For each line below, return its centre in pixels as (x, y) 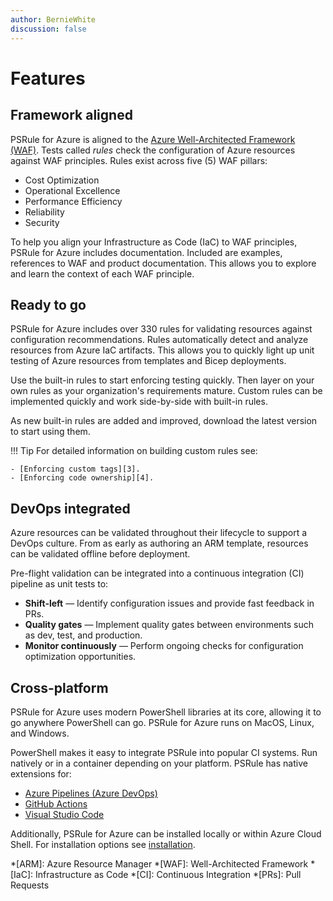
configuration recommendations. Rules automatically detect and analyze (159, 340)
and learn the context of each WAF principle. (102, 273)
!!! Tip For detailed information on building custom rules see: (134, 451)
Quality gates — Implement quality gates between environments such (169, 625)
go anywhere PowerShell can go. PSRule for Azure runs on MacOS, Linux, (162, 722)
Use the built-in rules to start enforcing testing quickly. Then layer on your (162, 380)
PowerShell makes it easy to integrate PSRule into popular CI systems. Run (164, 752)
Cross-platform (59, 687)
